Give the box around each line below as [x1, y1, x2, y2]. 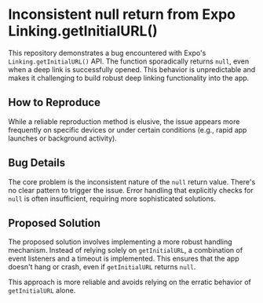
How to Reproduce [8, 96, 100, 109]
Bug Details [8, 156, 66, 170]
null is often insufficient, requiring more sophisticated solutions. [8, 194, 216, 203]
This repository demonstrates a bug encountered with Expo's [8, 48, 206, 57]
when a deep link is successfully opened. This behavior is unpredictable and [8, 64, 256, 74]
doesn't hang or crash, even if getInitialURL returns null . [8, 262, 196, 272]
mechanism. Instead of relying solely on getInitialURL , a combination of [8, 246, 243, 255]
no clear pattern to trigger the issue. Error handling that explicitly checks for [8, 185, 254, 195]
